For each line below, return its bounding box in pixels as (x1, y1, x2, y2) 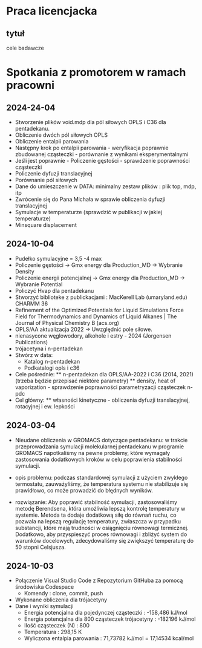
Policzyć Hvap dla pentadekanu (15, 287, 94, 294)
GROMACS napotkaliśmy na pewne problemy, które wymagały (15, 449, 171, 456)
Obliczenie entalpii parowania (15, 138, 89, 145)
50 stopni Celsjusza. (15, 543, 67, 551)
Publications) (15, 338, 48, 345)
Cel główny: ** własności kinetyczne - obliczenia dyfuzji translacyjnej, (15, 396, 191, 404)
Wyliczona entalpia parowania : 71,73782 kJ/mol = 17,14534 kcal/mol (24, 635, 194, 642)
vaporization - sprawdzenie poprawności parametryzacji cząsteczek (15, 383, 186, 391)
